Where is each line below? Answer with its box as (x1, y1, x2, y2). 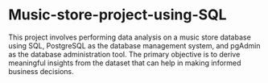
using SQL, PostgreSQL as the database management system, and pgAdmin (8, 40, 261, 50)
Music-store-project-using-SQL (8, 6, 227, 24)
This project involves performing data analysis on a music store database (8, 32, 251, 42)
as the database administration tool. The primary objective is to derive (8, 49, 241, 59)
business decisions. (8, 66, 74, 76)
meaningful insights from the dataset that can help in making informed (8, 58, 241, 68)
